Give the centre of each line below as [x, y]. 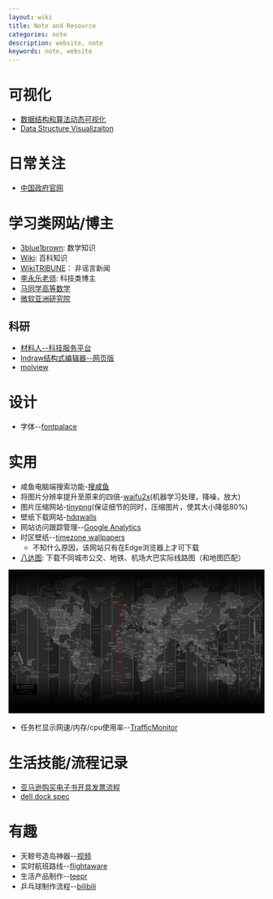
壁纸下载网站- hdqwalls [58, 517]
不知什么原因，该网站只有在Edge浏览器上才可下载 [116, 547]
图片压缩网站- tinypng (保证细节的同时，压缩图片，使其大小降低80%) [134, 506]
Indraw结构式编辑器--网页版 [67, 358]
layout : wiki [30, 17]
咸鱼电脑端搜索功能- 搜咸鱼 [65, 486]
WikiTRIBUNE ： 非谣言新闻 [65, 267]
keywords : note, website [50, 52]
